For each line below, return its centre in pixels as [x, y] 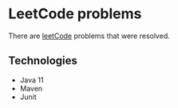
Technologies [43, 61]
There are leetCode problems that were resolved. [89, 36]
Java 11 [32, 79]
